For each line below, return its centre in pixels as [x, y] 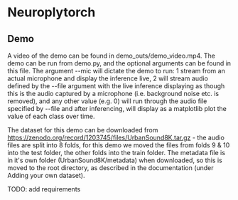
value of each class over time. [51, 116]
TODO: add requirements [44, 189]
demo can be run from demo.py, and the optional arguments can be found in [119, 63]
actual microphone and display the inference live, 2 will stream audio [108, 78]
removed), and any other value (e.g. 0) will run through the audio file [107, 101]
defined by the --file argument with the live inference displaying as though [116, 86]
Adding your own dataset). [46, 175]
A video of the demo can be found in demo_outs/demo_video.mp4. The [111, 56]
